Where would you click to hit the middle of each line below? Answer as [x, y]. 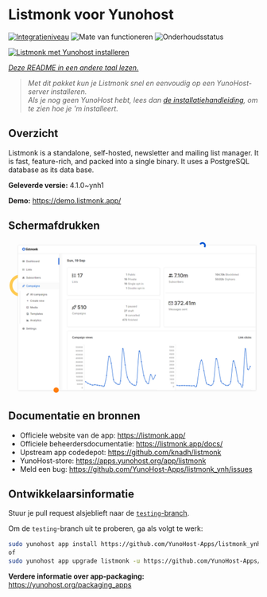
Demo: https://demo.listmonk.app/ [65, 200]
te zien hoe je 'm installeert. [73, 108]
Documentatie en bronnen [74, 416]
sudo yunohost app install [53, 544]
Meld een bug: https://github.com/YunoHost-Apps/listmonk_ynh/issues [136, 469]
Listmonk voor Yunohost [91, 15]
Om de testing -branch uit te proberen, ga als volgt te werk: [106, 528]
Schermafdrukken [54, 226]
